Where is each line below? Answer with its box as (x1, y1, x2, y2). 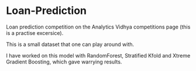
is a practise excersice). (6, 29, 64, 36)
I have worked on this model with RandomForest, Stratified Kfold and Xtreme (6, 52, 191, 59)
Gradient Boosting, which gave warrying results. (6, 58, 122, 65)
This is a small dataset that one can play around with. (6, 41, 135, 48)
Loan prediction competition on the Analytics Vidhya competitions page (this (6, 23, 191, 30)
